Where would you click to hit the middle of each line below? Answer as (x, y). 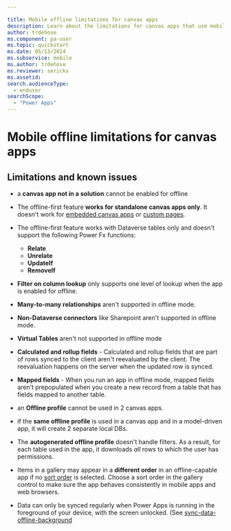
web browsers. (38, 492)
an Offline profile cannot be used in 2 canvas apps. (90, 408)
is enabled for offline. (47, 291)
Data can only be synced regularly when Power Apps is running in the (116, 505)
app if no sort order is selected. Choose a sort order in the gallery (110, 477)
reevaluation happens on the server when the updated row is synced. (115, 367)
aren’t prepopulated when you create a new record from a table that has (119, 387)
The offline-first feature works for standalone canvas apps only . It (112, 207)
